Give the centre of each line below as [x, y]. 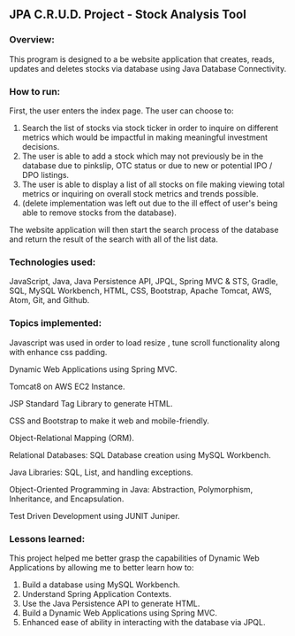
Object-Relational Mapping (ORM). [72, 438]
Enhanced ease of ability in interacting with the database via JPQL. [144, 622]
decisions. [41, 146]
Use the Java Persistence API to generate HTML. [111, 603]
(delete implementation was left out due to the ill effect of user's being [150, 203]
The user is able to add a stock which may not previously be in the [142, 156]
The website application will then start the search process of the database [144, 229]
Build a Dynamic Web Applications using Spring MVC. [120, 613]
